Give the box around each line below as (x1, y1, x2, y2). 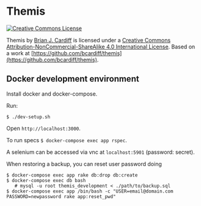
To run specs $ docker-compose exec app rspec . (6, 136, 127, 143)
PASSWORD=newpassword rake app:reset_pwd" (6, 193, 116, 200)
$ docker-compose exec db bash (6, 177, 86, 183)
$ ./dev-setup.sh (6, 113, 51, 120)
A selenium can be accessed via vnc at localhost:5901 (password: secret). (6, 148, 195, 156)
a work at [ (6, 49, 34, 56)
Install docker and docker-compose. (6, 90, 98, 97)
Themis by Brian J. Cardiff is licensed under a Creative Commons (6, 36, 171, 44)
